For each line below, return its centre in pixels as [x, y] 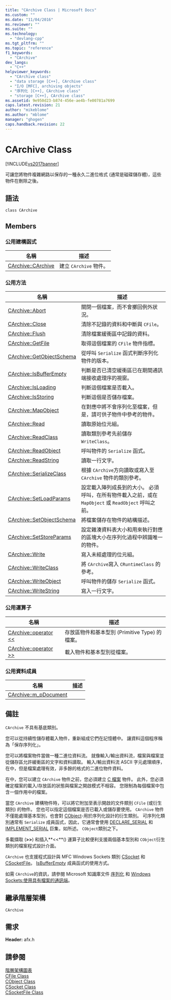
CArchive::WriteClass [33, 568]
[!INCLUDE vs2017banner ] [32, 164]
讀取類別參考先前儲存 [107, 434]
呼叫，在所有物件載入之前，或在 [119, 495]
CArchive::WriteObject [34, 581]
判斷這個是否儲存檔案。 [109, 397]
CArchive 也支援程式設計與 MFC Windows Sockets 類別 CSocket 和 [75, 856]
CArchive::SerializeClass [37, 474]
